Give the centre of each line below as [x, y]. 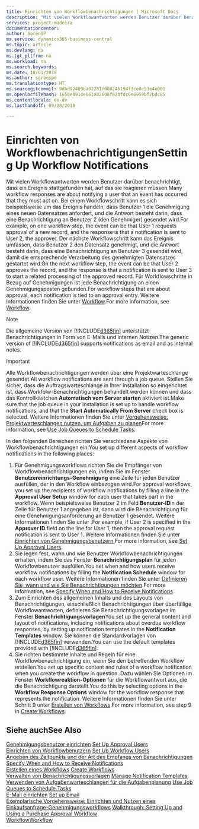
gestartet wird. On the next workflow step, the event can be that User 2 [92, 264]
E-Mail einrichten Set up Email [43, 795]
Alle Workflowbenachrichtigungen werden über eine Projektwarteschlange [97, 373]
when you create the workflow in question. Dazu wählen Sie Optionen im [103, 673]
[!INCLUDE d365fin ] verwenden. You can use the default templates [95, 642]
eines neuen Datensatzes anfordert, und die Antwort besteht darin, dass [94, 213]
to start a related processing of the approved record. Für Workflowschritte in [99, 276]
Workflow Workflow [30, 820]
